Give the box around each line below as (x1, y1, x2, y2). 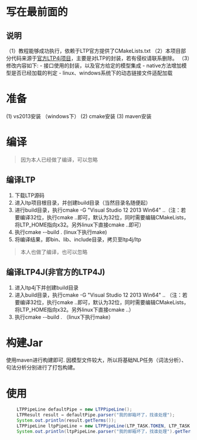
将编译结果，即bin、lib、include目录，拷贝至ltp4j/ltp (14, 236, 142, 243)
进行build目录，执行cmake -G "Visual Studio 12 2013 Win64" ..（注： (14, 206, 181, 214)
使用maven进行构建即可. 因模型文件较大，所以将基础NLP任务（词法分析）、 (6, 356, 187, 364)
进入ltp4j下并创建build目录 (14, 284, 79, 291)
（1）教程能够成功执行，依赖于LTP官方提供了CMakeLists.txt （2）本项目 (6, 48, 181, 54)
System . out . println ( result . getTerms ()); (16, 418, 117, 424)
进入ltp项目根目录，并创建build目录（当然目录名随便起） (14, 199, 151, 206)
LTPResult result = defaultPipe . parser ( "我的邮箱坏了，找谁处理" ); (16, 412, 175, 418)
